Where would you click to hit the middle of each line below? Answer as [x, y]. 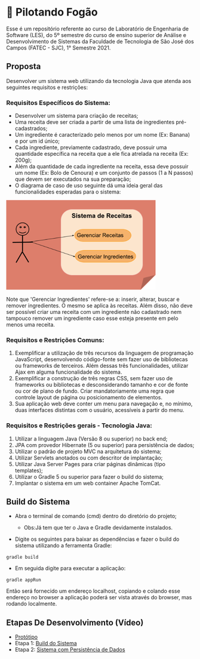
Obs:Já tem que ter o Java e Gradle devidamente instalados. [98, 528]
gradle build [22, 558]
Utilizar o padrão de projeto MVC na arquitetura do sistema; [88, 451]
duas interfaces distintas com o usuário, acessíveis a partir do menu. [99, 410]
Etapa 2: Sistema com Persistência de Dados [70, 649]
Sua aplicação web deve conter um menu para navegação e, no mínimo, [104, 404]
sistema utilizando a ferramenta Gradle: [63, 546]
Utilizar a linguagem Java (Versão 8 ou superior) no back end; [91, 439]
